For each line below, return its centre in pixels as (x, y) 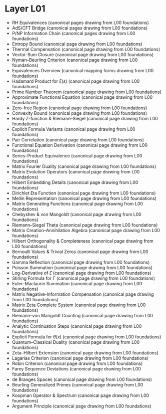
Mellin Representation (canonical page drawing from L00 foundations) (84, 198)
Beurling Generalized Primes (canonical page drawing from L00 (77, 384)
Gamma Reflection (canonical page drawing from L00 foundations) (81, 262)
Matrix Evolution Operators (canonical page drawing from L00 (76, 171)
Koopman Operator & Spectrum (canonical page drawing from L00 (80, 395)
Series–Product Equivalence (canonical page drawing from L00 (77, 155)
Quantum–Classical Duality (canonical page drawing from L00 (76, 342)
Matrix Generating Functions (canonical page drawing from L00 (77, 203)
